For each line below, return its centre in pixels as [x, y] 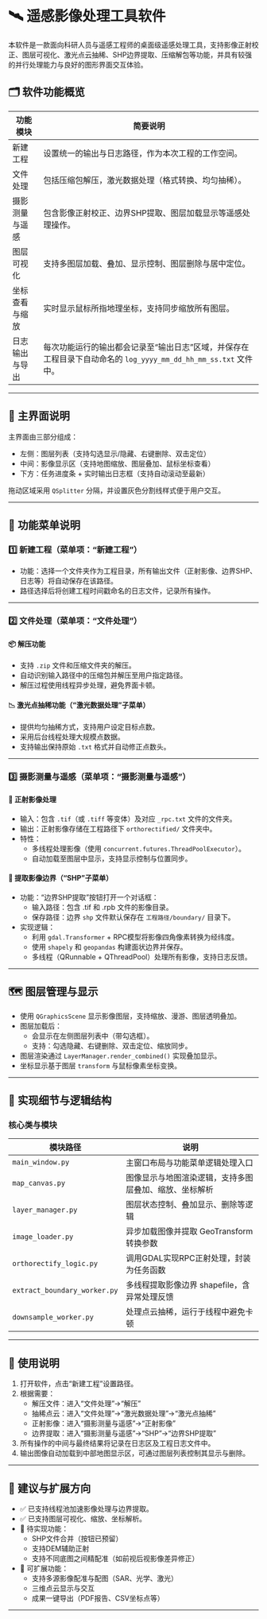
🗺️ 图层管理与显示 [53, 992]
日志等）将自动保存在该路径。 [68, 581]
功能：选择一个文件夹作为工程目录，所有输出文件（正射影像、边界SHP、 [138, 571]
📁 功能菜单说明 [44, 525]
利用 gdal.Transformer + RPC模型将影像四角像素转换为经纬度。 [135, 937]
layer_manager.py [45, 1210]
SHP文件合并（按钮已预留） [77, 1539]
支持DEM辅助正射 [60, 1549]
